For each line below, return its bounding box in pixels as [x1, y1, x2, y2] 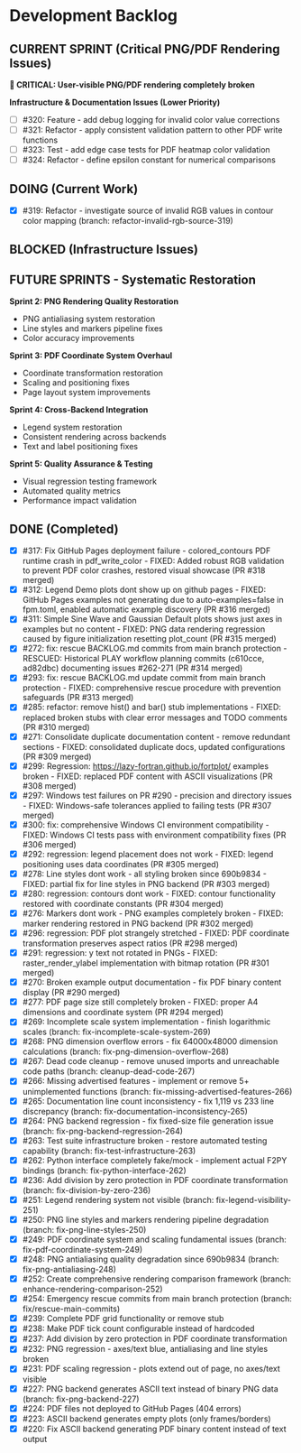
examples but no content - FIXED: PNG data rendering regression [22, 624, 266, 634]
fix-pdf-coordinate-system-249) [22, 1245, 143, 1255]
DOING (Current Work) [9, 181, 139, 197]
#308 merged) [22, 780, 77, 791]
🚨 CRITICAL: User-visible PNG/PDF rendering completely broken [9, 79, 255, 90]
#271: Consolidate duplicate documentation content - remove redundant [22, 731, 291, 742]
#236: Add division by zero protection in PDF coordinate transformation [22, 1174, 288, 1185]
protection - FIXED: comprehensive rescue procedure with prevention [22, 682, 281, 693]
